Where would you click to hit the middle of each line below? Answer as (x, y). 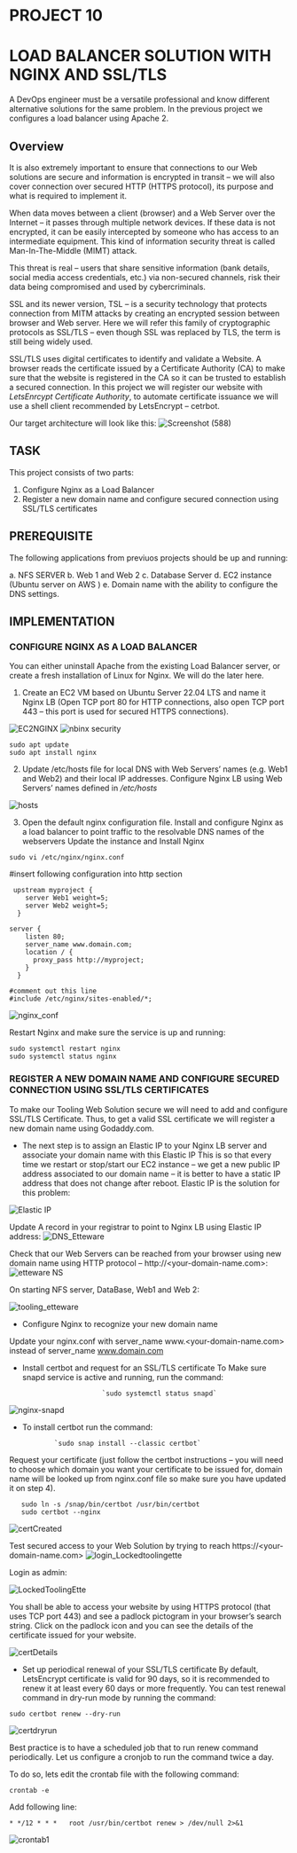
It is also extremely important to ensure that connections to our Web (133, 167)
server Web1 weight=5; (67, 898)
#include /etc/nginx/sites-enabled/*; (81, 999)
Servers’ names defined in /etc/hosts (90, 788)
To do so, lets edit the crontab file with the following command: (124, 1774)
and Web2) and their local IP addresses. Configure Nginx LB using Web (152, 779)
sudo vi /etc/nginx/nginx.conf (67, 858)
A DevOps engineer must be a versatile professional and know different (140, 99)
